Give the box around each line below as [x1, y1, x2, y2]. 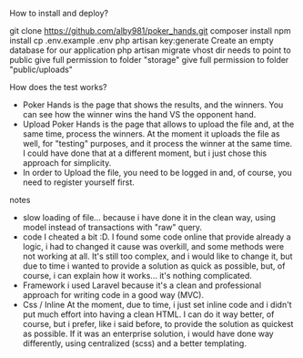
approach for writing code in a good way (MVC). [22, 290, 205, 300]
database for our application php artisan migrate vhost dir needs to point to [9, 45, 291, 56]
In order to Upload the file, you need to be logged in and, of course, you [22, 168, 293, 178]
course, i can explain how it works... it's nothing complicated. [22, 271, 253, 281]
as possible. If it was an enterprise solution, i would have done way [22, 328, 275, 339]
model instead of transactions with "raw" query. [22, 222, 203, 232]
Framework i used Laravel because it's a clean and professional [22, 280, 262, 291]
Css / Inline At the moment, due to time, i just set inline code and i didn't [22, 300, 293, 310]
